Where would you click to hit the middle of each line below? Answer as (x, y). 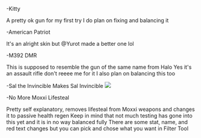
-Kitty (13, 9)
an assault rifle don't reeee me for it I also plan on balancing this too (91, 74)
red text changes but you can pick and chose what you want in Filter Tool (97, 128)
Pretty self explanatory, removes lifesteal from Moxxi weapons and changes (101, 109)
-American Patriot (28, 32)
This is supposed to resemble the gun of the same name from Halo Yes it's (99, 67)
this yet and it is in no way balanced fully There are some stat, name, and (97, 122)
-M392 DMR (22, 55)
